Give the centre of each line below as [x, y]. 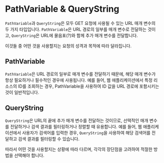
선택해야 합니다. [29, 155]
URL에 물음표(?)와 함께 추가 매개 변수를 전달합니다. [89, 35]
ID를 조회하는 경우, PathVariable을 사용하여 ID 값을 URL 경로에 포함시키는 [89, 86]
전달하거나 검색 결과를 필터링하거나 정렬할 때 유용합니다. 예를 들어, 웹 [76, 126]
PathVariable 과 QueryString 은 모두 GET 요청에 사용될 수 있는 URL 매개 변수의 [80, 23]
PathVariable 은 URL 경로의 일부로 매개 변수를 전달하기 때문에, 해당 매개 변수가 [80, 74]
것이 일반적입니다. [22, 92]
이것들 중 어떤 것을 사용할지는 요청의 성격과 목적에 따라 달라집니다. [68, 46]
